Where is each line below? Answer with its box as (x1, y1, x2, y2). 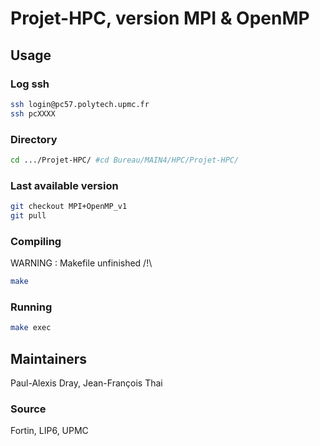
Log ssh (10, 77, 50, 91)
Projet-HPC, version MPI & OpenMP (10, 7, 310, 30)
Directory (10, 132, 58, 146)
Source (10, 402, 47, 416)
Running (10, 300, 53, 314)
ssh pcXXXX (10, 108, 56, 119)
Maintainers (10, 350, 88, 367)
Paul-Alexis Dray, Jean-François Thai (10, 377, 163, 389)
